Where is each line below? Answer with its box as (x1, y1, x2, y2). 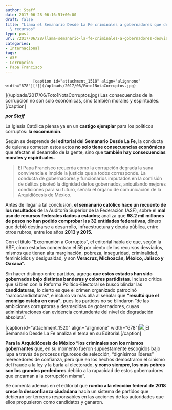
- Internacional (5, 46, 40, 51)
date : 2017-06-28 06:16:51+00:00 (5, 12, 77, 17)
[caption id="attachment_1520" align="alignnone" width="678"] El (5, 325, 149, 331)
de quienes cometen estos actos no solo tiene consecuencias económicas (5, 144, 165, 150)
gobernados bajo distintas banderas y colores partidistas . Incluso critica (5, 276, 162, 282)
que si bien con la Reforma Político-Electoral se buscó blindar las (5, 281, 142, 288)
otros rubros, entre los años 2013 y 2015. (5, 229, 93, 235)
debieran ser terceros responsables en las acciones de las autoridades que (5, 394, 164, 400)
